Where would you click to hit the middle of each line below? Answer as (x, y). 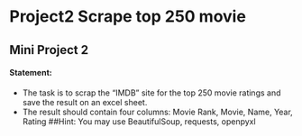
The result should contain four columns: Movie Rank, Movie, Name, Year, (157, 112)
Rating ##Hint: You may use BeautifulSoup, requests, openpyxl (139, 121)
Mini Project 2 (49, 50)
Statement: (31, 73)
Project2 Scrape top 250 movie (128, 17)
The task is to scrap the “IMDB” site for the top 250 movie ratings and (151, 93)
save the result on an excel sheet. (85, 102)
